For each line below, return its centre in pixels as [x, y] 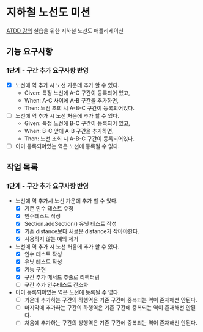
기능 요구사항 [30, 52]
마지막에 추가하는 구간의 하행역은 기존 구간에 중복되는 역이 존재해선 [104, 308]
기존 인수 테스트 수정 [49, 208]
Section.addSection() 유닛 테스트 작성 [71, 223]
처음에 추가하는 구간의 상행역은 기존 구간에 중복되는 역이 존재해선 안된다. [111, 323]
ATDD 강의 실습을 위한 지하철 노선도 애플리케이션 [65, 31]
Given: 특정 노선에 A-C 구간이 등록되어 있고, [77, 93]
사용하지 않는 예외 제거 [51, 239]
